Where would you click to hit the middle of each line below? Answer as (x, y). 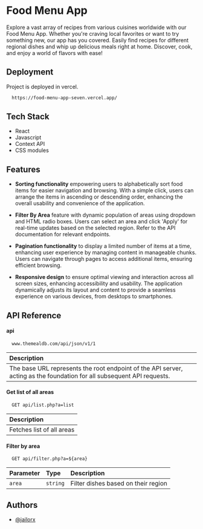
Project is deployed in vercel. (42, 87)
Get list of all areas (30, 392)
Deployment (30, 72)
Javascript (28, 137)
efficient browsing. (38, 265)
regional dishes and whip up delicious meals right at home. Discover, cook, (99, 47)
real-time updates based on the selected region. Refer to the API (95, 228)
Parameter (25, 473)
